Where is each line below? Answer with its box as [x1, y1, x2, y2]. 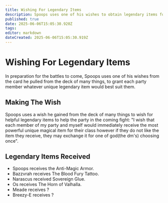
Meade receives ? [12, 187, 49, 193]
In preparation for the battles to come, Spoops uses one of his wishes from [5, 73, 160, 79]
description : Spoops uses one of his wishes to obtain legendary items [5, 12, 157, 17]
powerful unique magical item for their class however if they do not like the [5, 127, 159, 133]
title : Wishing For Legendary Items [5, 7, 81, 12]
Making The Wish [5, 98, 61, 107]
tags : [5, 26, 16, 31]
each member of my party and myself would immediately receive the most [5, 122, 158, 128]
